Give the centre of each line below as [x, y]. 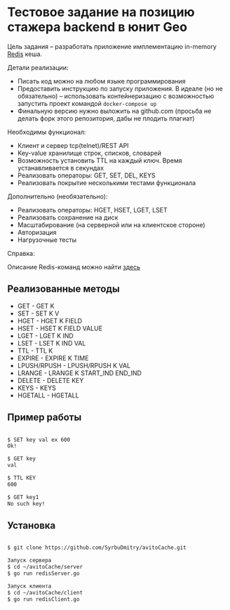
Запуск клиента [29, 586]
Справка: [21, 253]
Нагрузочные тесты [47, 240]
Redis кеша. [25, 54]
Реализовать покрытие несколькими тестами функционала [107, 182]
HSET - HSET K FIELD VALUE [60, 328]
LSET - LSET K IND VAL [52, 343]
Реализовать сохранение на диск [68, 217]
